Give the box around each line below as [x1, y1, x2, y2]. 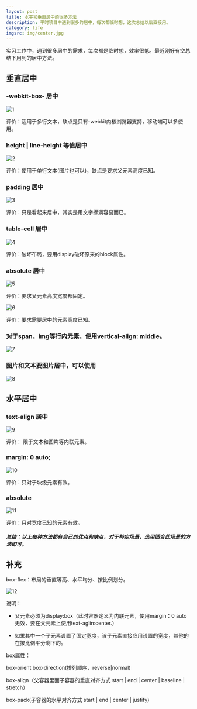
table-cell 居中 [6, 225, 48, 233]
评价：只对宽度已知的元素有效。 [6, 519, 83, 526]
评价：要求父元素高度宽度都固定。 [6, 292, 88, 299]
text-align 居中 [6, 412, 48, 421]
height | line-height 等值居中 [6, 141, 88, 149]
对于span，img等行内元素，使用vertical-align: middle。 [6, 332, 165, 340]
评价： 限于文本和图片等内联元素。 [6, 438, 89, 445]
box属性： [6, 652, 31, 659]
